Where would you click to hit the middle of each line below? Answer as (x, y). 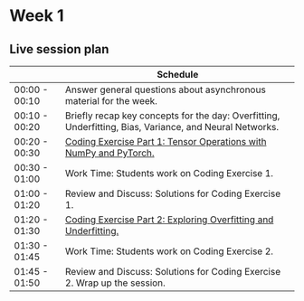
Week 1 (37, 16)
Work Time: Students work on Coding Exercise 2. (169, 251)
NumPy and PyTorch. (110, 153)
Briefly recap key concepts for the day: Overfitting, (172, 116)
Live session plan (59, 49)
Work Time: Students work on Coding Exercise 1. (169, 173)
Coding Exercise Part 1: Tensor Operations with (166, 141)
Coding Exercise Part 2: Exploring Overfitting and (169, 220)
